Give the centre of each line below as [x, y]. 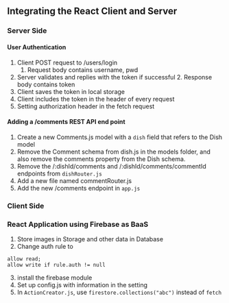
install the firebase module [55, 278]
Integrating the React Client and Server [92, 11]
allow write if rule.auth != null [57, 265]
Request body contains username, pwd [83, 70]
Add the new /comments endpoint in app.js [79, 188]
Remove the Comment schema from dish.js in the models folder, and [114, 151]
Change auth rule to [45, 246]
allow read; [24, 259]
